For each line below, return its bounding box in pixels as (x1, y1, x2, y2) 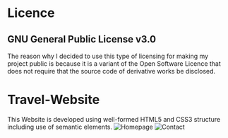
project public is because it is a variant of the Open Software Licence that (7, 59, 221, 68)
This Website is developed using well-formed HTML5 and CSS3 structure (7, 115, 221, 123)
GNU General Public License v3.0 (7, 33, 157, 45)
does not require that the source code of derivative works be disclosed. (7, 67, 216, 75)
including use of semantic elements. (7, 122, 113, 131)
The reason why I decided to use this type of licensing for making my (7, 52, 209, 60)
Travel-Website (7, 92, 100, 108)
